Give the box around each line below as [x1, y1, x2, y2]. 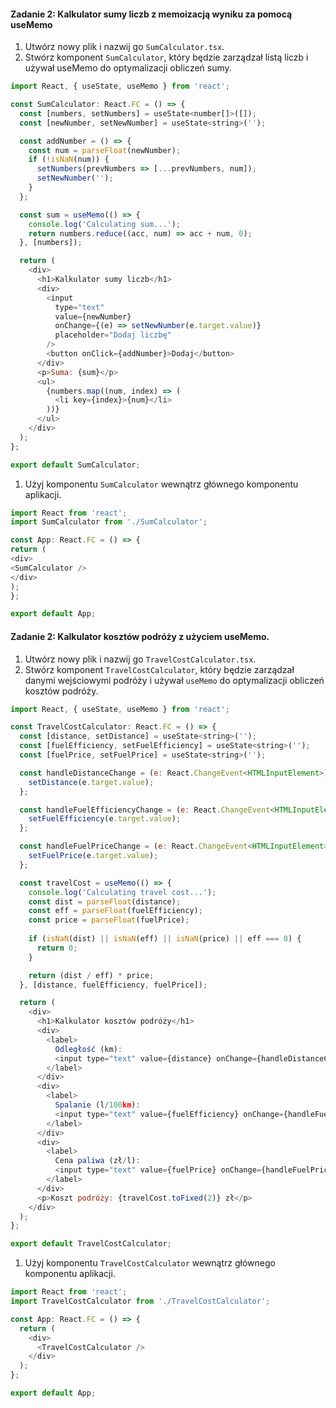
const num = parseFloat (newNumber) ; [28, 145, 182, 155]
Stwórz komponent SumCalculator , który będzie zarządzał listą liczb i [24, 51, 309, 64]
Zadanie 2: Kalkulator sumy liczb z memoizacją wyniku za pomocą [10, 8, 293, 20]
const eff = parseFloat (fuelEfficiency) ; [28, 906, 203, 916]
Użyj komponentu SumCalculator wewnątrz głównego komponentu [24, 478, 299, 490]
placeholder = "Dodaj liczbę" [54, 330, 172, 340]
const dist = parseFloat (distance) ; [28, 896, 182, 907]
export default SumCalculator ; [10, 460, 141, 470]
